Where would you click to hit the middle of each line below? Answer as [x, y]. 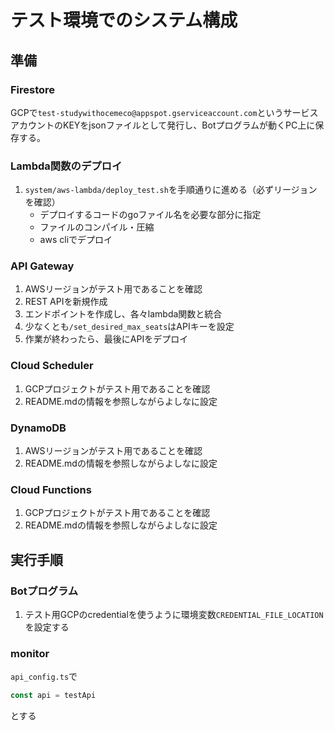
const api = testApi [53, 696]
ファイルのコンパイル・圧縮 [97, 227]
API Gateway [42, 266]
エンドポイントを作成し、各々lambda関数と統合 [123, 314]
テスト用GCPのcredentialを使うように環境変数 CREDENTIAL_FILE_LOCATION [174, 615]
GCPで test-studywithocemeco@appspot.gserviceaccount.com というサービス [164, 112]
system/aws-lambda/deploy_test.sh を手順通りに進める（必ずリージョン [171, 190]
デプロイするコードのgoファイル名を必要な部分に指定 [150, 215]
